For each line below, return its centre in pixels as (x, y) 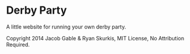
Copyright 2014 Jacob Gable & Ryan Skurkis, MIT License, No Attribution (95, 38)
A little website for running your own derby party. (66, 27)
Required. (18, 45)
